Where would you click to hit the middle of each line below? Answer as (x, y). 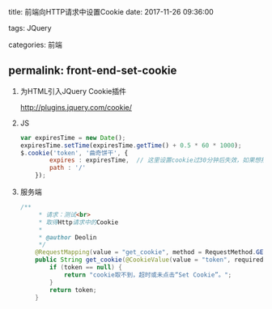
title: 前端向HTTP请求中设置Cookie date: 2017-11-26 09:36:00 (111, 12)
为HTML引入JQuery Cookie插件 (73, 91)
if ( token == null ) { (86, 268)
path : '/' (68, 168)
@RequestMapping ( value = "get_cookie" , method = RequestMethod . (146, 252)
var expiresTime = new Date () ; (73, 138)
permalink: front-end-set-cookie (93, 71)
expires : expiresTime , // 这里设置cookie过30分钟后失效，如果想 (155, 160)
